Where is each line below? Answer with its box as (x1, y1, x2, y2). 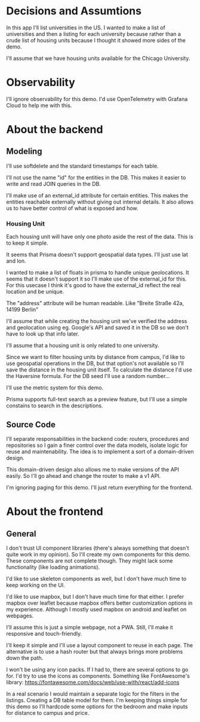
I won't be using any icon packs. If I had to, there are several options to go (6, 666, 189, 673)
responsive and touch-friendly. (6, 630, 82, 637)
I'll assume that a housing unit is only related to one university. (6, 342, 159, 349)
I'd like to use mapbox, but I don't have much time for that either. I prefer (6, 593, 184, 600)
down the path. (6, 654, 44, 662)
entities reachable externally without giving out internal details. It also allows (6, 198, 194, 205)
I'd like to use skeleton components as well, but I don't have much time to (6, 575, 187, 582)
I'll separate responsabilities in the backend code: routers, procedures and (6, 435, 189, 442)
